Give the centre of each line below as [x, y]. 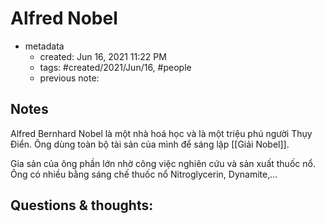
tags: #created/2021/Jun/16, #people [115, 67]
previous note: [69, 78]
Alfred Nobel [64, 18]
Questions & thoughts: [82, 205]
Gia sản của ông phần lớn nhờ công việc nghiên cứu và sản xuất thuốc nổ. [163, 163]
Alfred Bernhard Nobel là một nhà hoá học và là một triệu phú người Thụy [161, 133]
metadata [44, 46]
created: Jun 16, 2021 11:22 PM [103, 56]
